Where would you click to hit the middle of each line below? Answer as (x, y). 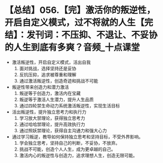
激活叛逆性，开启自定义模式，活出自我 (51, 62)
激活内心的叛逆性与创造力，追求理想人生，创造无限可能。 (78, 155)
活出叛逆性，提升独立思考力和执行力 (49, 112)
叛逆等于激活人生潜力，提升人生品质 (57, 99)
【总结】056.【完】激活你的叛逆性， (80, 10)
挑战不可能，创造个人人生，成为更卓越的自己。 (67, 149)
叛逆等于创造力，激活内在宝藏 (50, 93)
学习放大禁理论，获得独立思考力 (52, 118)
